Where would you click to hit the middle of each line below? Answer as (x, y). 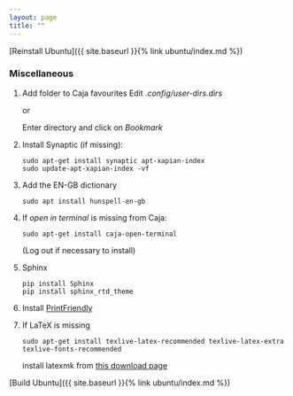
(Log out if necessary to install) (79, 250)
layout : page (33, 17)
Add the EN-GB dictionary (69, 185)
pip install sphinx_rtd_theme (78, 291)
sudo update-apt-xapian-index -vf (85, 168)
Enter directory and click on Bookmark (92, 127)
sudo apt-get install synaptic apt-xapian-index (113, 160)
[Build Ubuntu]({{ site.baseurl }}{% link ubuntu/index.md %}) (120, 383)
